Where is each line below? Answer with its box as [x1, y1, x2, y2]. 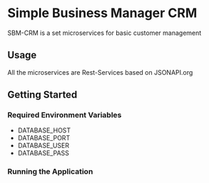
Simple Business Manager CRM [7, 5, 198, 21]
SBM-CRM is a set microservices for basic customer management [7, 28, 202, 37]
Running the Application [7, 167, 93, 177]
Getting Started [7, 89, 78, 101]
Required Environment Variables [7, 110, 122, 120]
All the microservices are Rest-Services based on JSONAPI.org [7, 68, 193, 76]
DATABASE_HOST [17, 126, 71, 135]
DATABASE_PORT [17, 134, 71, 142]
